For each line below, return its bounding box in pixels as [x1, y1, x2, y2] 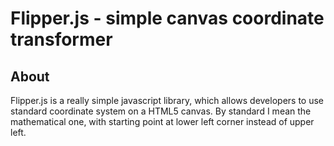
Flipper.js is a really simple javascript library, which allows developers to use [10, 95, 325, 106]
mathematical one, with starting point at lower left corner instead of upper [10, 116, 315, 127]
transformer [10, 28, 113, 51]
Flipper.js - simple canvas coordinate [10, 7, 325, 30]
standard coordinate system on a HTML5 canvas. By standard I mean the [10, 105, 312, 117]
